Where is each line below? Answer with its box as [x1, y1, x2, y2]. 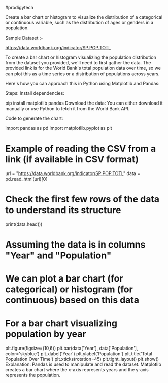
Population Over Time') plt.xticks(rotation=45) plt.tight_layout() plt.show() [5, 356, 159, 362]
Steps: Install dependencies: [5, 90, 64, 96]
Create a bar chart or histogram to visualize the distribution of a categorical [5, 14, 163, 20]
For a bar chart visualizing [5, 318, 118, 329]
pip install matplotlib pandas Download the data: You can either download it [5, 100, 163, 106]
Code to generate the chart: [5, 115, 63, 121]
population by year [5, 328, 86, 340]
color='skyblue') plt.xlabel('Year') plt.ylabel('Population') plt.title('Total [5, 351, 152, 357]
